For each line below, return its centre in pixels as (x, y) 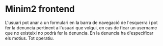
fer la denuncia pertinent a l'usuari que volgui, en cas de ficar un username (81, 27)
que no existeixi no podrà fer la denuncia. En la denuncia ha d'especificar (79, 33)
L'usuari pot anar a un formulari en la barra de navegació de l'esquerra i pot (81, 23)
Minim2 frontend (40, 9)
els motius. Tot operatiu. (29, 38)
